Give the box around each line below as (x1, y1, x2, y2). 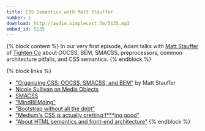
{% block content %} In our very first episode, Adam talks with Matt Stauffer (6, 43, 199, 50)
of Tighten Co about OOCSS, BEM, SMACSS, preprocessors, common (6, 49, 182, 57)
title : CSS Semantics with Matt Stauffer (6, 9, 114, 15)
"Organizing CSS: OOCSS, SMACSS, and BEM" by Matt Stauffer (15, 79, 176, 87)
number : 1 (6, 15, 32, 21)
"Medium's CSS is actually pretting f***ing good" (15, 112, 140, 119)
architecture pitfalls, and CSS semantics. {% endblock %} (6, 55, 152, 63)
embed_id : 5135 (6, 26, 45, 32)
